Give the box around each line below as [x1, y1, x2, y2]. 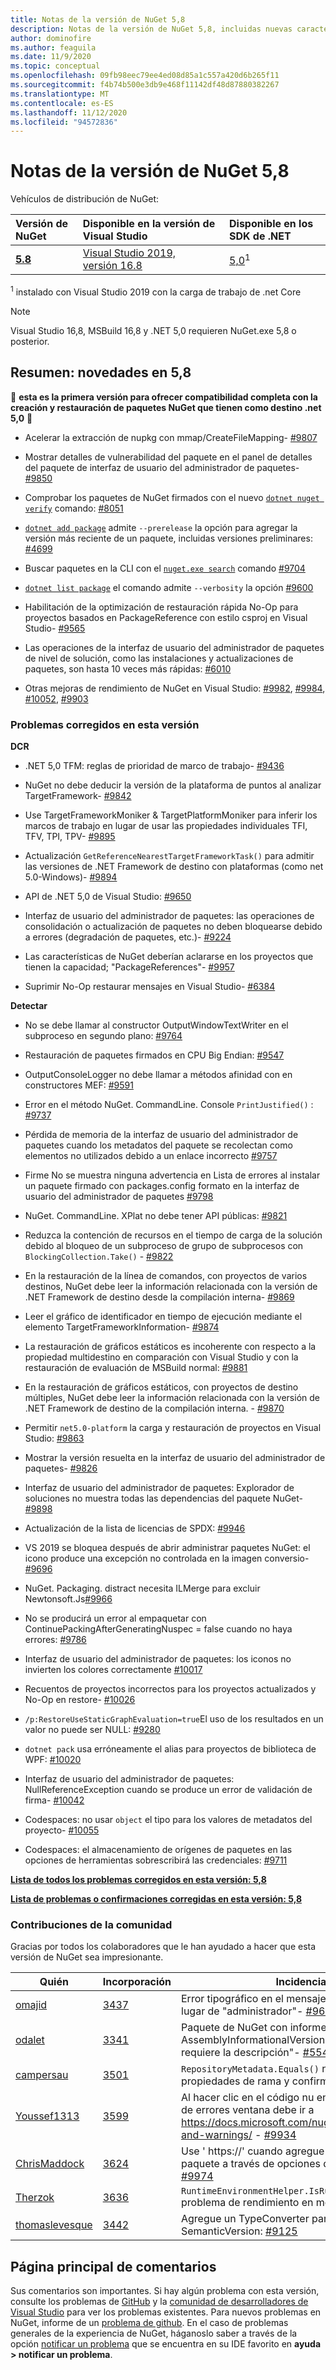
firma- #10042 [24, 1794, 85, 1806]
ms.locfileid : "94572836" [10, 117, 118, 127]
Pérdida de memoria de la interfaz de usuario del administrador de [24, 1128, 299, 1140]
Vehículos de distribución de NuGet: [10, 193, 160, 205]
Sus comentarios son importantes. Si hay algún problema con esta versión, [10, 2285, 320, 2297]
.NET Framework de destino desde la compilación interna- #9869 [24, 1291, 295, 1303]
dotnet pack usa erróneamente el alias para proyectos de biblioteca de [24, 1742, 317, 1755]
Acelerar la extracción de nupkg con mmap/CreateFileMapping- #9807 [24, 431, 318, 443]
